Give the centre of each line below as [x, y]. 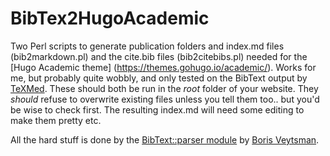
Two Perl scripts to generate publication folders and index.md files [147, 46]
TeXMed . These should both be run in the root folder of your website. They [164, 88]
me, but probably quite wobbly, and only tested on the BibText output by [159, 78]
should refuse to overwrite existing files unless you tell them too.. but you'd [165, 99]
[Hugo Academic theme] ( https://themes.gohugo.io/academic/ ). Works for [163, 67]
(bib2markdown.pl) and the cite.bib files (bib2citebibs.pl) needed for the [159, 56]
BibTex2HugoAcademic [110, 18]
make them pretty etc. [56, 120]
